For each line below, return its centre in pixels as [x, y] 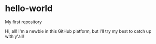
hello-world [29, 8]
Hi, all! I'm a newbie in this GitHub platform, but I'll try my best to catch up [78, 31]
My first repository [23, 22]
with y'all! [14, 36]
